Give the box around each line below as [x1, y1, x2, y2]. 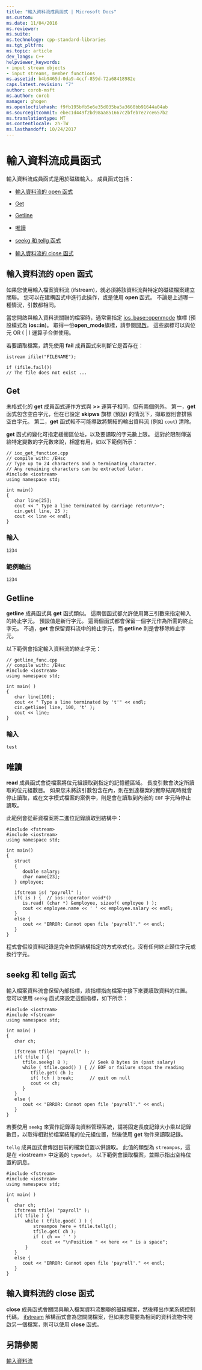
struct [14, 858, 31, 864]
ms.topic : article [6, 48, 52, 54]
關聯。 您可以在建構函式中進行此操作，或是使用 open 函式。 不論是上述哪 [6, 293, 189, 301]
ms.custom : [6, 14, 34, 20]
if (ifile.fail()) [6, 364, 52, 370]
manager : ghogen [6, 98, 47, 104]
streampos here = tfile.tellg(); [32, 1223, 117, 1229]
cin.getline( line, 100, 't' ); [14, 704, 96, 710]
